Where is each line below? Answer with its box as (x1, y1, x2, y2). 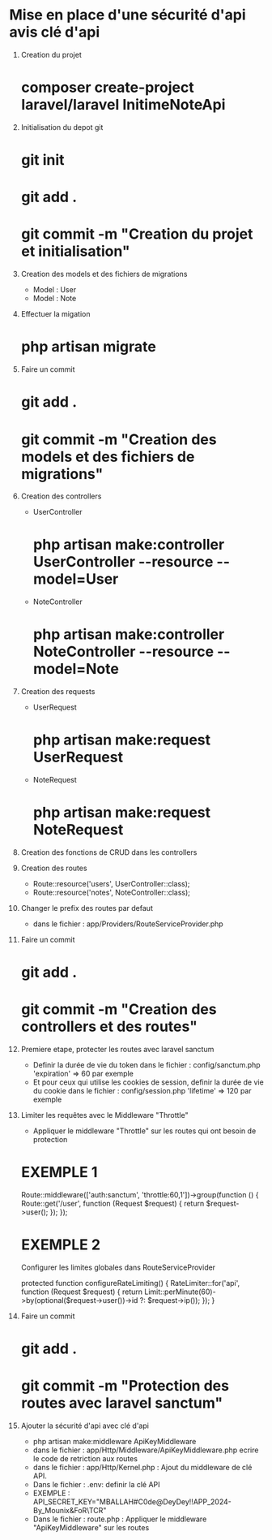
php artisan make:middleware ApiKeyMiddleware (32, 1437, 197, 1447)
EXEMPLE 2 (20, 1236, 100, 1254)
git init (20, 151, 65, 170)
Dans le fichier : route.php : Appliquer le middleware (32, 1514, 207, 1524)
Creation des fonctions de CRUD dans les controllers (20, 848, 198, 857)
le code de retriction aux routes (32, 1454, 138, 1464)
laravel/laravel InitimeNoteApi (20, 96, 226, 114)
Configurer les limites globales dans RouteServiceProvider (20, 1262, 216, 1272)
